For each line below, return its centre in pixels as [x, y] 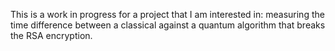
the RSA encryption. [51, 35]
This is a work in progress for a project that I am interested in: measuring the [167, 14]
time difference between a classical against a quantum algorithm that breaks [168, 25]
